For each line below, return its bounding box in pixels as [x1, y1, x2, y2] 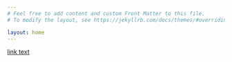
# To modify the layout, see [7, 17, 91, 23]
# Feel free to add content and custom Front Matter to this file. [7, 10, 206, 17]
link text [7, 48, 30, 56]
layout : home [7, 29, 45, 36]
